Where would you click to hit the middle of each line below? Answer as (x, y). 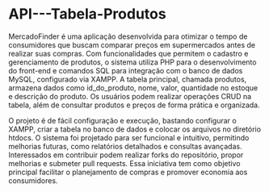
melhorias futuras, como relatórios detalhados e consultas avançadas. (125, 146)
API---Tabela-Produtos (88, 14)
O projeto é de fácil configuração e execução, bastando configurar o (122, 120)
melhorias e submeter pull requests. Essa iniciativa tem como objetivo (124, 163)
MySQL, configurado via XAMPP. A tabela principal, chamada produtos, (128, 79)
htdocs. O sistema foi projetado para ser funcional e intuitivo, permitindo (129, 137)
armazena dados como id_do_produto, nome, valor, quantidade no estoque (133, 88)
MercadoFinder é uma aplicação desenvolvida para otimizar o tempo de (128, 36)
